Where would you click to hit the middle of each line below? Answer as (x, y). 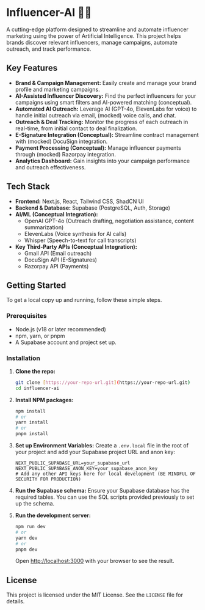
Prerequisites (27, 316)
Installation (23, 358)
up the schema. (35, 504)
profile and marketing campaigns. (57, 89)
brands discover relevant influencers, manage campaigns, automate (92, 42)
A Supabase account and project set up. (66, 342)
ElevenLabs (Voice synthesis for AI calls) (75, 233)
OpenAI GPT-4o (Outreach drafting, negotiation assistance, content (109, 221)
